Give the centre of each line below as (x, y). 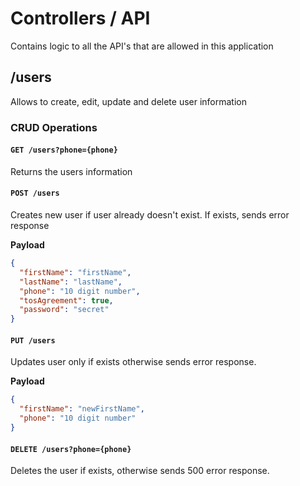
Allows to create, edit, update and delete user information (129, 101)
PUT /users (33, 340)
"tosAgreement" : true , (66, 300)
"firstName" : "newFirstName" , (82, 409)
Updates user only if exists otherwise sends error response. (133, 362)
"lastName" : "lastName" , (71, 282)
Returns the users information (71, 171)
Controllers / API (80, 18)
